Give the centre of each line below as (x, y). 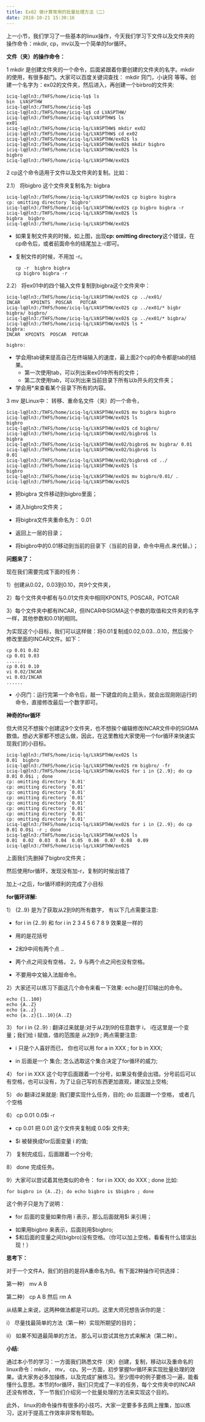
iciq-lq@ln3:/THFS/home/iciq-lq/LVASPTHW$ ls (65, 118)
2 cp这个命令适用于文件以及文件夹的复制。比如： (68, 172)
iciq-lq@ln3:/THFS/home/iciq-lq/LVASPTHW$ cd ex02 (72, 134)
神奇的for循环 (23, 715)
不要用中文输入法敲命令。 (47, 974)
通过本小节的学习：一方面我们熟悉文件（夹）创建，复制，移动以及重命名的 (100, 1362)
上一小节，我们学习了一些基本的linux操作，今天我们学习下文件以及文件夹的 (100, 36)
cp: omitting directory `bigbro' (49, 202)
